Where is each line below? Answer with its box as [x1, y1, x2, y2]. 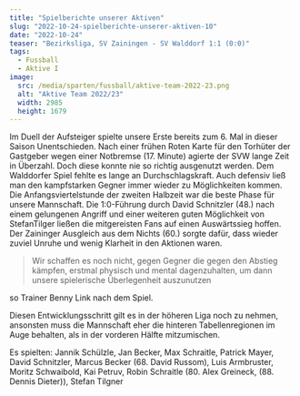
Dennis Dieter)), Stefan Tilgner [9, 376, 124, 387]
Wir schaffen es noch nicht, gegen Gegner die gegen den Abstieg [31, 256, 278, 267]
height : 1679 [17, 107, 67, 116]
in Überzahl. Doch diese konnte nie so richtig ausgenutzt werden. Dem [9, 160, 275, 171]
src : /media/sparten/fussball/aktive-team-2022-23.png [17, 81, 230, 90]
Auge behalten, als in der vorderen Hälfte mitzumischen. [9, 330, 221, 340]
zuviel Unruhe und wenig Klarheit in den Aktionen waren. [9, 238, 223, 249]
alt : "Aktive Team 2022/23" [17, 89, 125, 98]
